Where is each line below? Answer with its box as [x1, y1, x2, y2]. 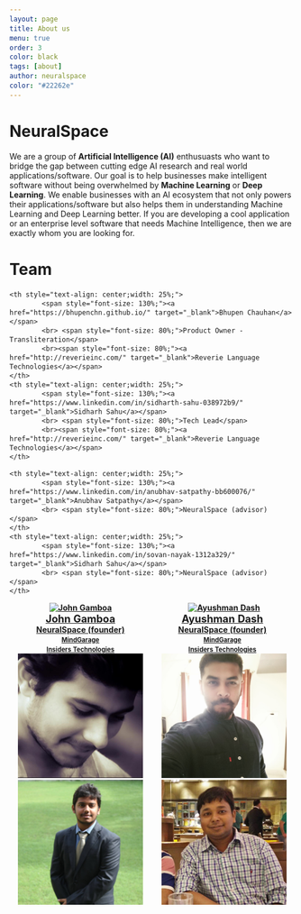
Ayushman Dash [181, 611, 264, 626]
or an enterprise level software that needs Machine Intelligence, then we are [9, 217, 292, 229]
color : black [9, 52, 59, 62]
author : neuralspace [9, 72, 87, 81]
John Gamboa [45, 611, 115, 626]
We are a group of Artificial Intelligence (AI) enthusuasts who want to [9, 151, 270, 161]
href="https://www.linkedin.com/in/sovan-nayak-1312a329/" [9, 550, 236, 559]
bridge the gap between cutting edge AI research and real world [9, 160, 248, 171]
